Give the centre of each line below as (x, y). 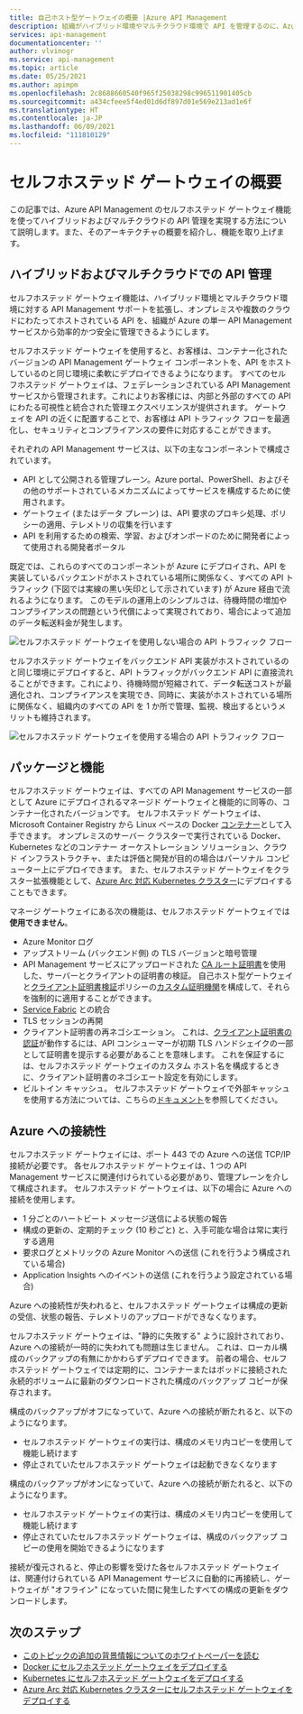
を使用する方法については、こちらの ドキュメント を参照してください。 (152, 1100)
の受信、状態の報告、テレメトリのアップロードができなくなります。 (135, 1317)
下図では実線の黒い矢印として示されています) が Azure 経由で (168, 588)
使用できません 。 (41, 923)
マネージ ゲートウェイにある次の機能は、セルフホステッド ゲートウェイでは (150, 911)
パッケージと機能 (57, 768)
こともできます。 (41, 892)
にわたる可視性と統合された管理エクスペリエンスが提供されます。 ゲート (144, 407)
